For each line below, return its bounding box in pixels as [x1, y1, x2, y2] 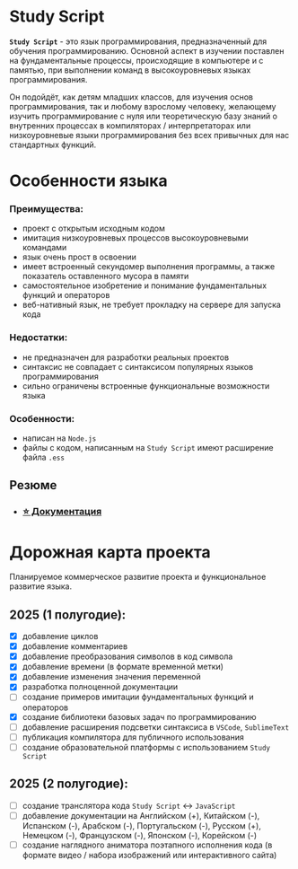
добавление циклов [22, 631, 99, 642]
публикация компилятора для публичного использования [22, 732, 244, 742]
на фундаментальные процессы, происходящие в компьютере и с [9, 55, 264, 66]
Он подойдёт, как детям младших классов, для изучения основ [9, 92, 254, 102]
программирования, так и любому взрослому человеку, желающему [9, 101, 276, 111]
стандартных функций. [9, 139, 97, 150]
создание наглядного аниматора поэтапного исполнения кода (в [22, 839, 273, 850]
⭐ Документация [22, 505, 102, 518]
